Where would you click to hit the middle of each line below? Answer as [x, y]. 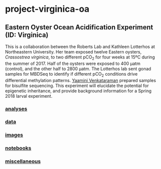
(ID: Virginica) [27, 35]
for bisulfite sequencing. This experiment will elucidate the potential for [77, 85]
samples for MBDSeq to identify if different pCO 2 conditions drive [71, 74]
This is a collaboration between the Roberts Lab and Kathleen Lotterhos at [80, 47]
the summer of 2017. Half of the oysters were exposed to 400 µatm [73, 63]
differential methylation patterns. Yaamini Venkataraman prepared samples [80, 80]
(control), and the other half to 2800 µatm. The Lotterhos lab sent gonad [78, 69]
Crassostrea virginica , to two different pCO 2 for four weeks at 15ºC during [80, 57]
